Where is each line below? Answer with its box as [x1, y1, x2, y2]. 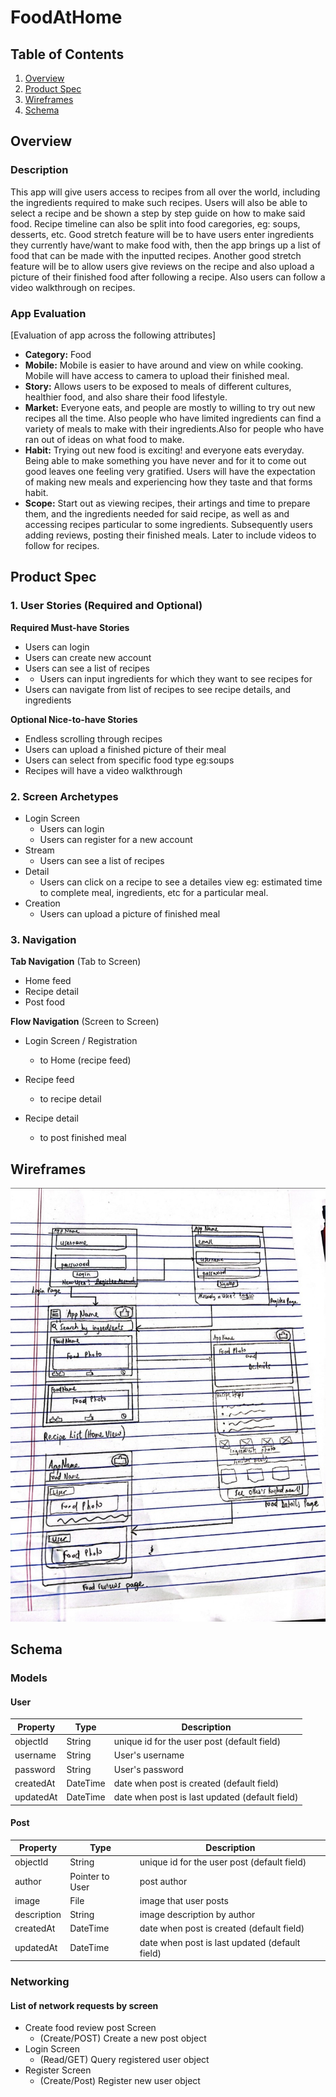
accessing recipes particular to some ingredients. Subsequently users [24, 518, 313, 530]
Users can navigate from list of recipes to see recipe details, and [24, 683, 292, 695]
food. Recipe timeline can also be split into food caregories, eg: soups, [10, 217, 301, 230]
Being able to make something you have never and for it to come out [24, 454, 307, 466]
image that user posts [139, 1894, 229, 1906]
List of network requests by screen [10, 1999, 159, 2011]
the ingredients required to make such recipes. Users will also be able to [10, 196, 308, 208]
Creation [24, 897, 61, 909]
